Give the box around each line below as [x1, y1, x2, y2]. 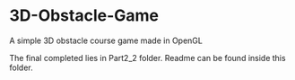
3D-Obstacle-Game [9, 5, 160, 26]
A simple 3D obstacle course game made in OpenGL [9, 35, 204, 46]
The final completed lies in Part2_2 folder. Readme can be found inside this [9, 52, 286, 63]
